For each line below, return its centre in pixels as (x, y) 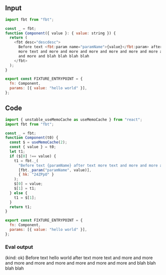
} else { (19, 193)
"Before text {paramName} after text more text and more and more (88, 165)
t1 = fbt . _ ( (26, 161)
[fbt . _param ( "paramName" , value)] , (55, 170)
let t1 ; (18, 152)
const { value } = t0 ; (33, 147)
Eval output (19, 247)
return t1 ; (21, 207)
